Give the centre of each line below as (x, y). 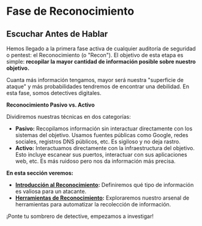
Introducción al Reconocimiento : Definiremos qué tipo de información (104, 185)
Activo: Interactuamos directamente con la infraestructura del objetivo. (105, 148)
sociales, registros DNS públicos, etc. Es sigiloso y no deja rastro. (98, 141)
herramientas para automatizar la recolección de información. (93, 204)
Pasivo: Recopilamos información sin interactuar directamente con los (104, 129)
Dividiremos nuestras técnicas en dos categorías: (69, 117)
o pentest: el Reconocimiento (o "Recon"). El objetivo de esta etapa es (95, 55)
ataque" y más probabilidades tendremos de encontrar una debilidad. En (98, 86)
